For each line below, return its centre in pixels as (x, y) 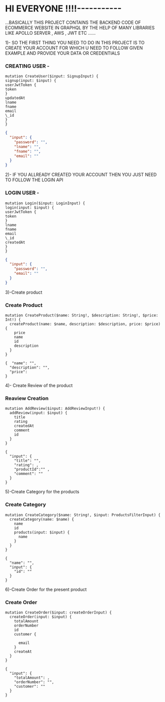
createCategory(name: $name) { (42, 519)
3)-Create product (24, 292)
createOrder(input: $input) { (41, 617)
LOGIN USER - (22, 193)
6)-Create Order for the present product (46, 589)
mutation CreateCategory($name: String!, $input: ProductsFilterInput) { (83, 515)
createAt (23, 651)
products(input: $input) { (42, 532)
